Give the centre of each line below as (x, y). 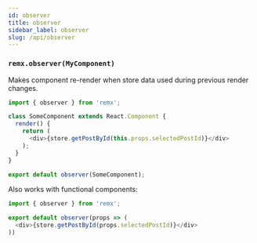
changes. (23, 88)
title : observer (34, 23)
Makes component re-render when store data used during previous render (128, 80)
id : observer (29, 15)
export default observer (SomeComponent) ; (77, 174)
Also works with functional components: (73, 190)
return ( (36, 131)
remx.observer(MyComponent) (62, 64)
